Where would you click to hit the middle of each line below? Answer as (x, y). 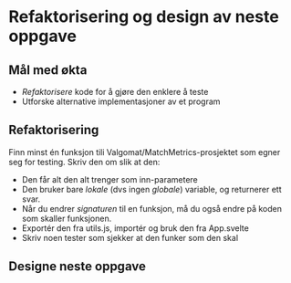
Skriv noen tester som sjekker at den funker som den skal (130, 237)
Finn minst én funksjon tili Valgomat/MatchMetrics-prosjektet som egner (145, 152)
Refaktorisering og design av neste (144, 17)
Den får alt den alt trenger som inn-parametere (109, 179)
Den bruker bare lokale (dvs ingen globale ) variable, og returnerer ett (151, 189)
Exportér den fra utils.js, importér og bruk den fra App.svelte (135, 228)
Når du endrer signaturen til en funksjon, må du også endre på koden (152, 208)
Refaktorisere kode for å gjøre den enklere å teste (115, 92)
